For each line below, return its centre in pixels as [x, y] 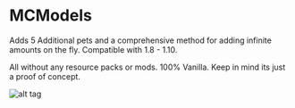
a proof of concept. [45, 76]
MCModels [51, 16]
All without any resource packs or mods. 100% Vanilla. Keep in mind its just [147, 67]
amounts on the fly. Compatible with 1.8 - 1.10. [93, 49]
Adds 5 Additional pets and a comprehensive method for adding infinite [141, 40]
